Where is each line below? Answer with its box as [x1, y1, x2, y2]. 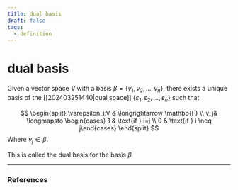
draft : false [7, 17, 46, 24]
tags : [7, 23, 23, 30]
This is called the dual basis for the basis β [7, 150, 132, 159]
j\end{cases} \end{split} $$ [79, 123, 159, 132]
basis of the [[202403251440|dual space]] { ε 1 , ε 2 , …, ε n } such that [7, 93, 200, 104]
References [7, 174, 48, 184]
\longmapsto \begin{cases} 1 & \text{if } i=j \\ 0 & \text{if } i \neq [25, 116, 212, 125]
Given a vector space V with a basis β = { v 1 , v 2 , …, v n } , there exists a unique [7, 84, 228, 94]
